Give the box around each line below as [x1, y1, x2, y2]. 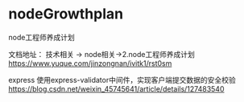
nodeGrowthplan [8, 5, 123, 23]
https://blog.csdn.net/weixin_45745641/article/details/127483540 [8, 84, 225, 93]
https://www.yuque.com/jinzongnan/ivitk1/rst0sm [8, 58, 172, 68]
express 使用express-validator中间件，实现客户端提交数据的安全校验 [8, 75, 236, 84]
